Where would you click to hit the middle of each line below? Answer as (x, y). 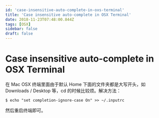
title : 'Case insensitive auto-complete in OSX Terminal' (68, 15)
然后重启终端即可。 (26, 110)
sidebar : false (21, 29)
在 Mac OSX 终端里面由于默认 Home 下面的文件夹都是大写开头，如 (75, 84)
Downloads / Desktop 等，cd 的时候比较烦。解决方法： (63, 91)
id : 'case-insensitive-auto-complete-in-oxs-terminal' (65, 10)
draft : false (19, 34)
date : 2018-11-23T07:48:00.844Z (40, 19)
